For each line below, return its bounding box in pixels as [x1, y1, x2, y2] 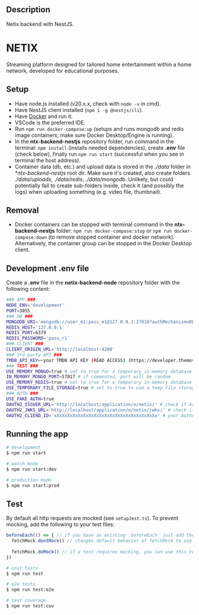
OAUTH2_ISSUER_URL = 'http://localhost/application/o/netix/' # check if [6, 401, 187, 408]
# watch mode [6, 461, 38, 467]
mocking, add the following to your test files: [6, 521, 115, 528]
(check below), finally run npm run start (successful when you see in [14, 150, 184, 158]
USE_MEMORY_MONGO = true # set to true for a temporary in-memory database [6, 369, 192, 374]
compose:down [14, 235, 47, 241]
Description [6, 5, 50, 15]
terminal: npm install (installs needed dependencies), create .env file [14, 144, 185, 151]
